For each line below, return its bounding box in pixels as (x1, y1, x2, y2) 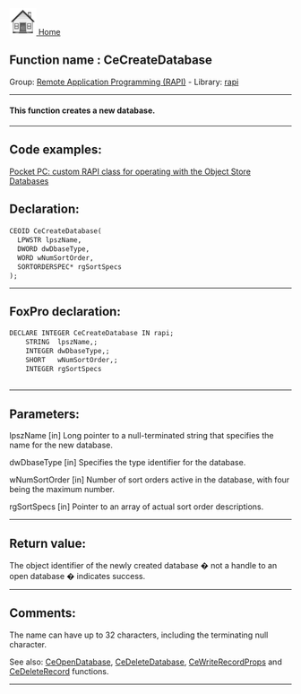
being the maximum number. (9, 484, 115, 495)
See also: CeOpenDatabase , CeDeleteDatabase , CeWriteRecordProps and (9, 656, 282, 667)
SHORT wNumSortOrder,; (25, 356, 118, 365)
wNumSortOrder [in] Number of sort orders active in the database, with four (9, 474, 290, 485)
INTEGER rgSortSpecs (25, 365, 102, 374)
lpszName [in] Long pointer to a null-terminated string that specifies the (9, 430, 274, 441)
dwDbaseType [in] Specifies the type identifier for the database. (9, 457, 246, 468)
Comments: (9, 605, 76, 621)
